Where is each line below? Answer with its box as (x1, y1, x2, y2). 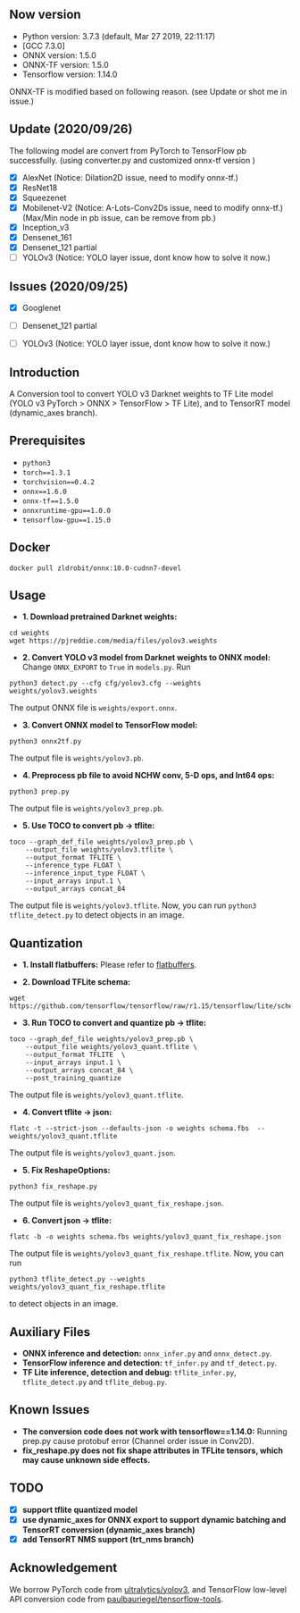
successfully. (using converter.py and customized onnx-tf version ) (9, 155, 256, 165)
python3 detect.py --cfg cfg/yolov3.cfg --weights (9, 679, 202, 688)
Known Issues (9, 1402, 90, 1417)
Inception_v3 (21, 222, 70, 232)
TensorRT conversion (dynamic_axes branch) (21, 1524, 196, 1535)
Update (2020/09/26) (9, 122, 133, 137)
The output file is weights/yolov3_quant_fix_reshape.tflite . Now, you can (9, 1248, 284, 1259)
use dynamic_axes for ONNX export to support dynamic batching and (21, 1514, 287, 1525)
